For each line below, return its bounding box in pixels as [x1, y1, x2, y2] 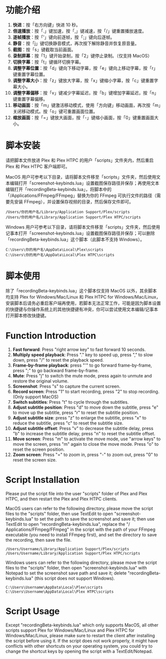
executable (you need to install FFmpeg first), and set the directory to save [5, 531, 157, 537]
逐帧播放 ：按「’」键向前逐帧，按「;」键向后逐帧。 [12, 34, 115, 40]
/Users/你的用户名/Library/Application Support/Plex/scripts [5, 209, 130, 214]
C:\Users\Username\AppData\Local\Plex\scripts [5, 585, 103, 590]
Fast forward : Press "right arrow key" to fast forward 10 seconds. [12, 346, 146, 352]
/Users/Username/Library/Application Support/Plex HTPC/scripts [5, 551, 140, 556]
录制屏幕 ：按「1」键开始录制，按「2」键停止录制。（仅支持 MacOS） [12, 52, 152, 58]
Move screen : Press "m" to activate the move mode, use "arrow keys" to [12, 436, 161, 442]
